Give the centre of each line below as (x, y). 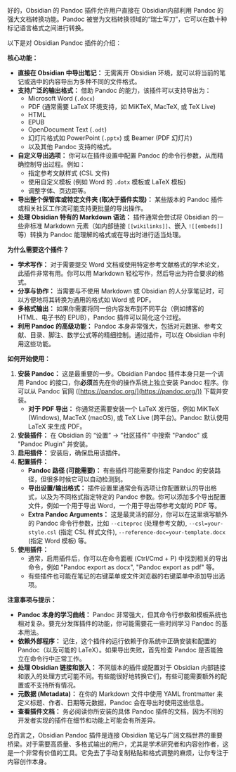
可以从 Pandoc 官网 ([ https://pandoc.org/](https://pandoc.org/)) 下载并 (120, 391)
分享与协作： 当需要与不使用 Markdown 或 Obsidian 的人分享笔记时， (118, 291)
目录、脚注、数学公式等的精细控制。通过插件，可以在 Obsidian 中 (124, 335)
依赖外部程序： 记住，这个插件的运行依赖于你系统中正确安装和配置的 (117, 641)
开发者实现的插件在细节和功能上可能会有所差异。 (88, 720)
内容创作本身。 (29, 761)
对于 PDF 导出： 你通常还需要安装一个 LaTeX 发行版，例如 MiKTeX (124, 409)
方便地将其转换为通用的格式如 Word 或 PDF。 (90, 300)
